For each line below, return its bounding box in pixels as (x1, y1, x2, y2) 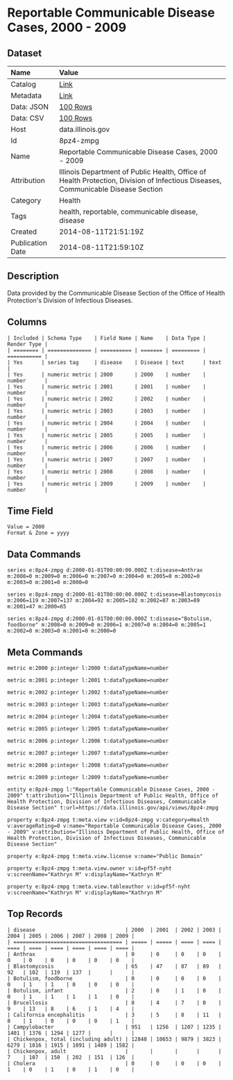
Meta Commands (7, 646, 83, 658)
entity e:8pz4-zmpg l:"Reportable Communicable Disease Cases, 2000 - (7, 786, 216, 794)
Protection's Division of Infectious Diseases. (7, 296, 133, 305)
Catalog (10, 80, 37, 89)
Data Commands (7, 548, 81, 560)
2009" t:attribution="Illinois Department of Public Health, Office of (7, 792, 218, 799)
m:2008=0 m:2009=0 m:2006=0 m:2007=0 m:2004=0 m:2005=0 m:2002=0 (7, 573, 200, 580)
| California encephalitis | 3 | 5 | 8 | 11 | (7, 1011, 222, 1018)
